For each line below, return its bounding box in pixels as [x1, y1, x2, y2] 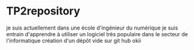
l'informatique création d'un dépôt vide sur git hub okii [6, 37, 142, 44]
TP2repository [6, 4, 80, 18]
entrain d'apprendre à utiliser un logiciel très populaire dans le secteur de [6, 30, 189, 37]
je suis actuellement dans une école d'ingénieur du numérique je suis [6, 24, 178, 31]
